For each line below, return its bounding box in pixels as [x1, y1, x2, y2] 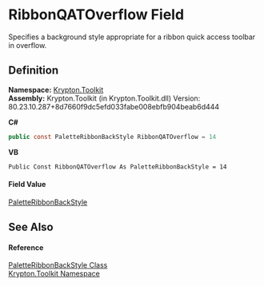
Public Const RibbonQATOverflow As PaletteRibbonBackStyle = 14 [8, 162, 227, 171]
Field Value [8, 180, 46, 189]
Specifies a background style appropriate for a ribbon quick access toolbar [8, 32, 256, 42]
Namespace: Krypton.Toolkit [8, 85, 104, 94]
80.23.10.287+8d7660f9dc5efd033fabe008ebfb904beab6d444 [8, 101, 220, 111]
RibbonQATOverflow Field [8, 6, 185, 24]
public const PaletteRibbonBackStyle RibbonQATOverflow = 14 [8, 133, 217, 141]
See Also [8, 220, 54, 234]
